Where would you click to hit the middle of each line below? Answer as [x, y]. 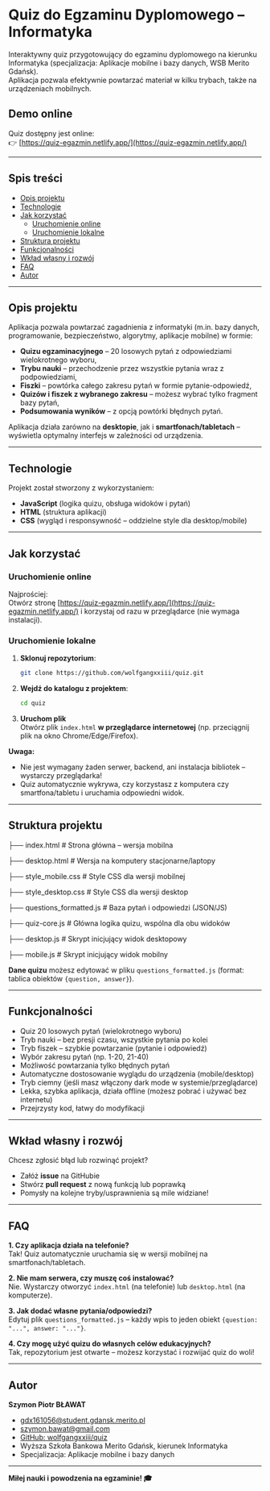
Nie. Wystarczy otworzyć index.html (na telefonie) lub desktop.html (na [127, 1287]
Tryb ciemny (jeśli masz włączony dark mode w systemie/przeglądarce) [139, 1082]
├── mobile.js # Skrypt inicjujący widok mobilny [88, 954]
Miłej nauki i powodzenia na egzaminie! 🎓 [80, 1478]
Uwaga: [21, 751]
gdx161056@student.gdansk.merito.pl [83, 1420]
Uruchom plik [43, 718]
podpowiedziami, [49, 377]
